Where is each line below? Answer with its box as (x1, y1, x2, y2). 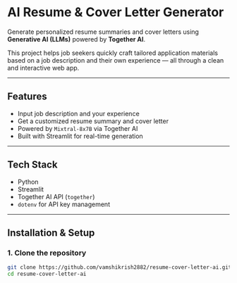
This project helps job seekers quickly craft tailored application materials (7, 49, 219, 57)
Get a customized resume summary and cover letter (17, 117, 169, 125)
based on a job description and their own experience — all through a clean (7, 56, 224, 64)
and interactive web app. (7, 63, 80, 72)
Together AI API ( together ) (17, 192, 95, 201)
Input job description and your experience (17, 109, 140, 118)
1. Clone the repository (7, 248, 87, 258)
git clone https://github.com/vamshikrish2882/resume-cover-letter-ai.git (7, 264, 232, 271)
